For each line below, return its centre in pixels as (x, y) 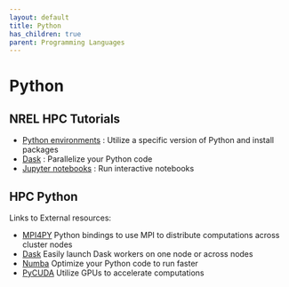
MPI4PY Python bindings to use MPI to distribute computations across (151, 235)
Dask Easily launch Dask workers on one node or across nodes (137, 254)
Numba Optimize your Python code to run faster (110, 264)
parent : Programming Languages (67, 42)
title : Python (36, 26)
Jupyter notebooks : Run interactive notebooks (108, 169)
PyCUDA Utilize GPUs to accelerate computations (113, 273)
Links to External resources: (60, 218)
